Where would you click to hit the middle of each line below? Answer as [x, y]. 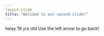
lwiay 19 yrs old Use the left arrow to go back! [52, 28]
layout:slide [19, 10]
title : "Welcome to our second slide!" [47, 14]
